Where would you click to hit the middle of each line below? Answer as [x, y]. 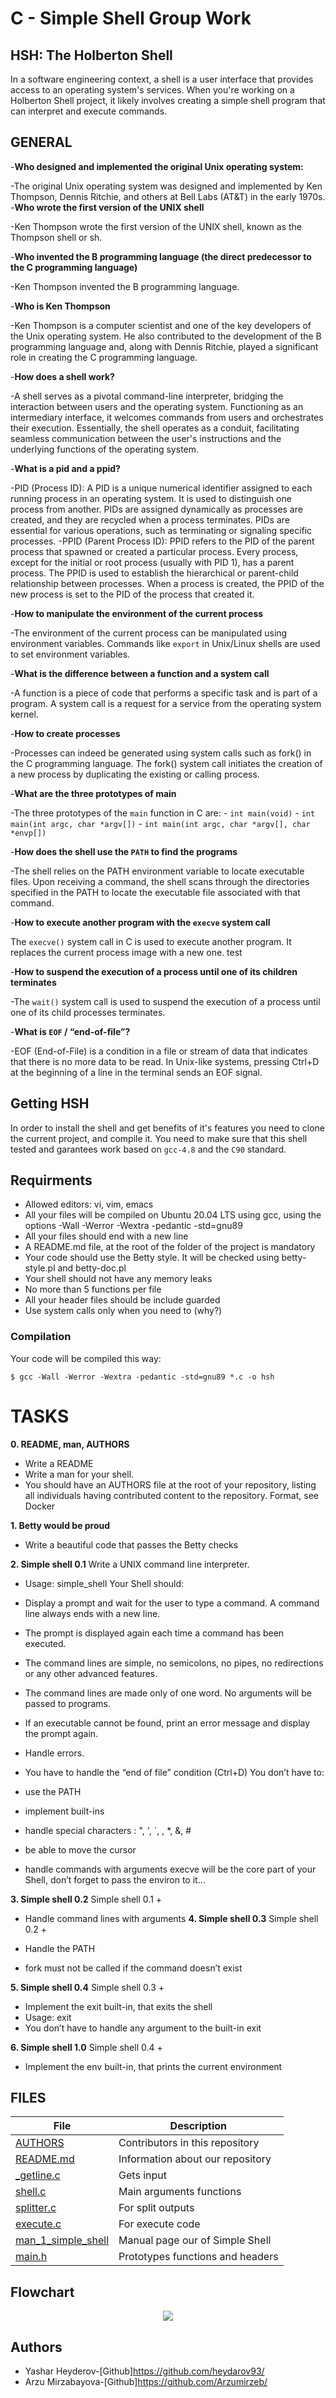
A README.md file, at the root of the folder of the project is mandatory [170, 1247]
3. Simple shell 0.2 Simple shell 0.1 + [86, 1899]
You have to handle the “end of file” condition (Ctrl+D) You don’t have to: [174, 1772]
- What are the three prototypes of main [93, 793]
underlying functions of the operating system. [105, 449]
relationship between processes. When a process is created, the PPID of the [167, 583]
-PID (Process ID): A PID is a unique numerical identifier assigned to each [161, 488]
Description [198, 2126]
